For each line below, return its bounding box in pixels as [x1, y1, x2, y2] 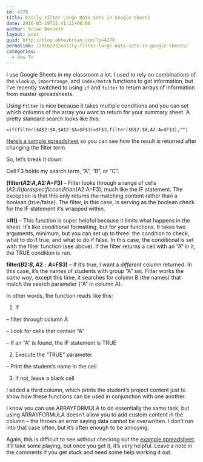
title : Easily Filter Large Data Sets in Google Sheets [6, 15, 150, 21]
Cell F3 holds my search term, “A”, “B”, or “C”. [6, 167, 119, 174]
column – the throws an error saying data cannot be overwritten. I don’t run [6, 417, 194, 424]
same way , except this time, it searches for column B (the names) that [6, 274, 181, 281]
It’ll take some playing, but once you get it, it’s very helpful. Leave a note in [6, 442, 193, 449]
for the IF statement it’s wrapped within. [6, 205, 105, 212]
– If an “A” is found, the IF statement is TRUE [6, 339, 117, 346]
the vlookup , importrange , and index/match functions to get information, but [6, 77, 194, 84]
